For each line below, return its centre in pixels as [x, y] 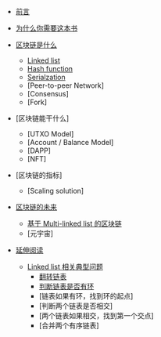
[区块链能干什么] [42, 118]
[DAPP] [39, 150]
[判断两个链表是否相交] [76, 306]
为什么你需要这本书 [47, 28]
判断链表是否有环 [66, 286]
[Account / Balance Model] [70, 142]
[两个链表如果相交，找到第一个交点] [96, 315]
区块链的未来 [36, 207]
